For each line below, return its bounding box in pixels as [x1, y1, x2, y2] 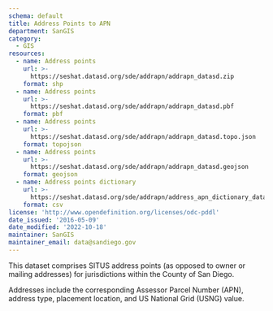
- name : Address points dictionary [15, 178, 136, 187]
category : [8, 34, 42, 43]
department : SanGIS [8, 27, 75, 35]
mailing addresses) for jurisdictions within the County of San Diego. [8, 269, 235, 279]
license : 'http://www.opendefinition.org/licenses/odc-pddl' [8, 208, 220, 216]
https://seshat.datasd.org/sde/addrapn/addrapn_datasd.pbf [29, 102, 234, 110]
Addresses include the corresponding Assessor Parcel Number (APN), [8, 285, 244, 295]
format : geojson [23, 171, 79, 179]
